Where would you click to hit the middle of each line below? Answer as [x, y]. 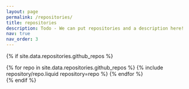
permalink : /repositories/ [39, 17]
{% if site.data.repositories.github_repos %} [60, 56]
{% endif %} [21, 80]
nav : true [18, 34]
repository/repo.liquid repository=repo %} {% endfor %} [75, 74]
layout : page [22, 12]
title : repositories [32, 23]
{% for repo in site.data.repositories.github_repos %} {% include [85, 68]
